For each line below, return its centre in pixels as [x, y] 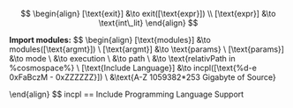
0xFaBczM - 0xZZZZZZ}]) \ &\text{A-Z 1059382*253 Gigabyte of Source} [143, 77]
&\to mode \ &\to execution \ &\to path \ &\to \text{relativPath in [122, 58]
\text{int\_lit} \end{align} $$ [148, 23]
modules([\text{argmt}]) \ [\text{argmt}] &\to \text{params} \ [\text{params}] [147, 49]
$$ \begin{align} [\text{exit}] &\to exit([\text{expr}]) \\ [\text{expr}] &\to [148, 14]
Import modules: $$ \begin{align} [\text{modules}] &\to [110, 40]
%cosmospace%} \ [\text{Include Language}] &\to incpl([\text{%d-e [133, 68]
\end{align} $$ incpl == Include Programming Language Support [127, 94]
